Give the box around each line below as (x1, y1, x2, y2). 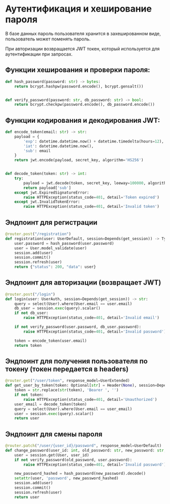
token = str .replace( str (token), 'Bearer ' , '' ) (14, 388, 119, 393)
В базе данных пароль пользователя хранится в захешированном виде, (5, 30, 161, 36)
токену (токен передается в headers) (5, 364, 129, 373)
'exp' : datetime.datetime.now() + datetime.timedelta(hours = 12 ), (23, 139, 164, 144)
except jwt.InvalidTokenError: (14, 199, 80, 205)
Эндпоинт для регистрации (5, 218, 98, 226)
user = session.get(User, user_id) (14, 452, 90, 457)
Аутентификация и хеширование (5, 3, 152, 15)
